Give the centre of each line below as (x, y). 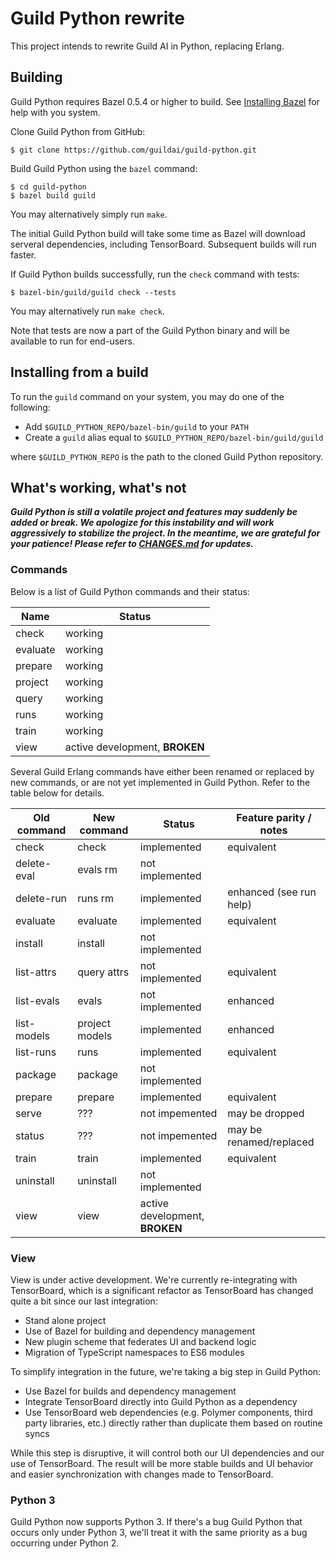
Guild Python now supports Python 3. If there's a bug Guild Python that (156, 1522)
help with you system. (55, 112)
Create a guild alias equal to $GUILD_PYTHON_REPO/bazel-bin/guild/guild (174, 437)
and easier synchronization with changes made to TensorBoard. (142, 1474)
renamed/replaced (271, 1142)
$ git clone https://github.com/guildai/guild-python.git (133, 150)
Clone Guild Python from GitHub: (78, 131)
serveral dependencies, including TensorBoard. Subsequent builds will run (163, 244)
